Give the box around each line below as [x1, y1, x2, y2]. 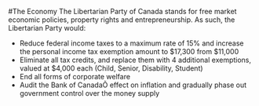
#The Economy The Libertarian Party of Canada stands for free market [8, 7, 237, 16]
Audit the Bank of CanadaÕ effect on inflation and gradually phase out [19, 80, 247, 90]
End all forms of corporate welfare [19, 72, 131, 81]
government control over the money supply [19, 89, 160, 97]
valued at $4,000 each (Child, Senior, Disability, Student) [19, 64, 203, 73]
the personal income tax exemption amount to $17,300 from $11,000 [19, 47, 239, 56]
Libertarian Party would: [8, 24, 86, 32]
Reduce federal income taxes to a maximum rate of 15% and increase [19, 38, 244, 48]
